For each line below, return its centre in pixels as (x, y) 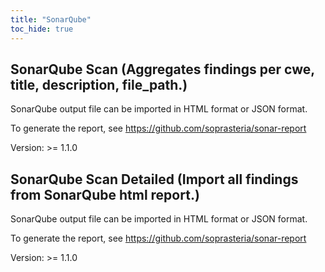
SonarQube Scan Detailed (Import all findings (154, 179)
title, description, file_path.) (99, 84)
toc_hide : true (42, 29)
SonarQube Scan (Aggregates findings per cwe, (162, 69)
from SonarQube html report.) (105, 194)
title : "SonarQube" (51, 19)
